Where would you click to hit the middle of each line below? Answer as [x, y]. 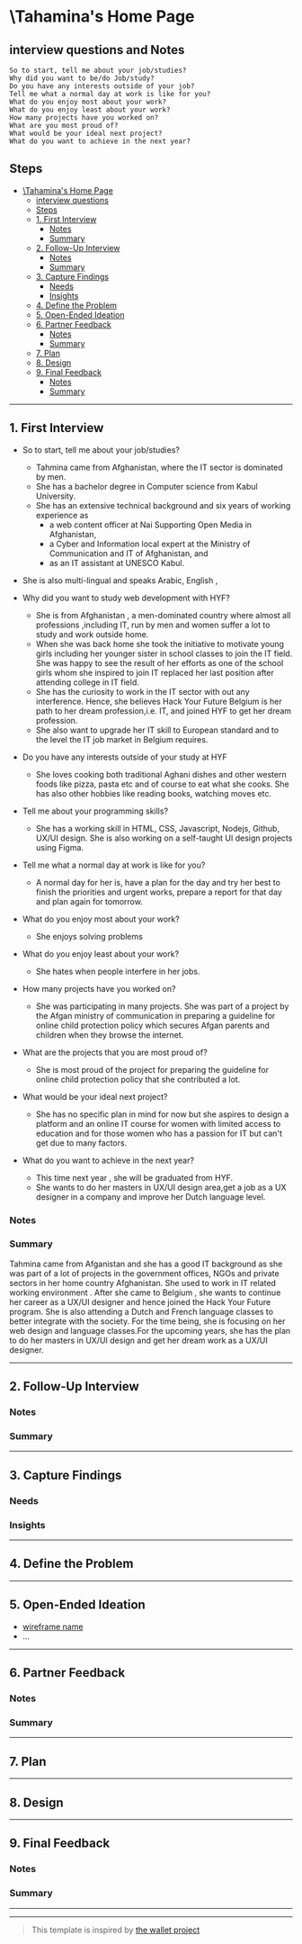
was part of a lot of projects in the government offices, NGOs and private [145, 1273]
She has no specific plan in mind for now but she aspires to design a [162, 1114]
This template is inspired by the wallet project [115, 1930]
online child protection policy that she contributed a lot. [138, 1079]
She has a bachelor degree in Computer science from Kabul [147, 486]
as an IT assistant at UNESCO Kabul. [117, 562]
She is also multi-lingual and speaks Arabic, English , [120, 580]
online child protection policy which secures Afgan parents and [152, 1025]
